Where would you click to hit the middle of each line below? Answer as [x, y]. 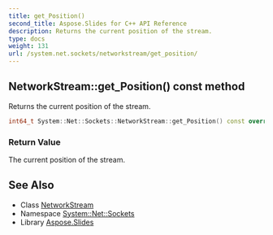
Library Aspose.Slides [57, 222]
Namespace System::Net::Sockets [77, 213]
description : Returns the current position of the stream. [110, 31]
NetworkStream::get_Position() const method [127, 87]
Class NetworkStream [57, 205]
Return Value [35, 141]
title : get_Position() [47, 16]
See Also [31, 185]
